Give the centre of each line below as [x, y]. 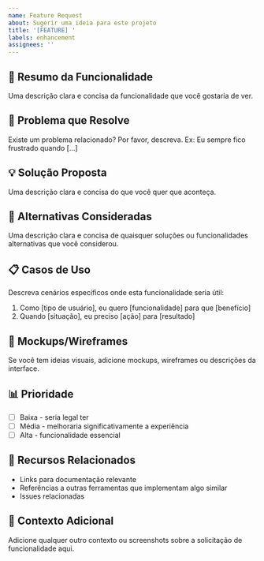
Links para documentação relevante [78, 479]
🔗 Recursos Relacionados [72, 460]
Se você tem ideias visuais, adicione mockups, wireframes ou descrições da [132, 360]
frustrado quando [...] [43, 148]
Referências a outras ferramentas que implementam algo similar [123, 488]
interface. [24, 368]
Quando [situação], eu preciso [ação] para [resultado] [107, 316]
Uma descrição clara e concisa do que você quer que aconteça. [112, 192]
